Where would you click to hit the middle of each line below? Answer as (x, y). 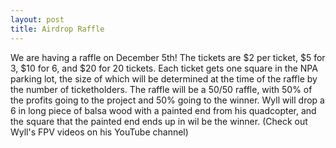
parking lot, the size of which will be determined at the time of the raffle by (164, 78)
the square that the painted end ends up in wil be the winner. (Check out (159, 121)
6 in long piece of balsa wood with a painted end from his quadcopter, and (163, 110)
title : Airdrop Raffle (57, 29)
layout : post (37, 19)
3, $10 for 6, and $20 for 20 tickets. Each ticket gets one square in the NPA (164, 68)
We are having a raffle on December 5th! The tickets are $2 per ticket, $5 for (168, 57)
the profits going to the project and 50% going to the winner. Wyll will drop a (167, 100)
